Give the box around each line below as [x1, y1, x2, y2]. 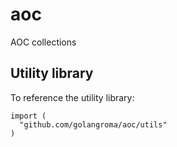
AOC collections [10, 36, 77, 48]
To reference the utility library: [10, 91, 135, 103]
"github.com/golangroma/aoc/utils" [19, 119, 168, 130]
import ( [10, 111, 47, 121]
